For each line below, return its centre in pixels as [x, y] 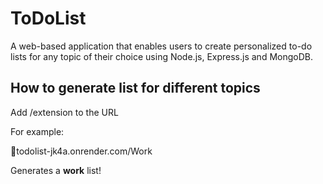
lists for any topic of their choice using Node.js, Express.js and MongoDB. [161, 56]
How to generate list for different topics [135, 88]
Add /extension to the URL [64, 112]
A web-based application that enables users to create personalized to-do [161, 46]
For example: [37, 131]
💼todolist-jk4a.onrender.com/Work [81, 151]
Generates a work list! [56, 170]
